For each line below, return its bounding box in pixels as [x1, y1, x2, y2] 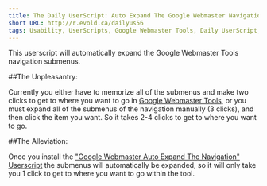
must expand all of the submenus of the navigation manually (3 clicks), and [8, 104, 254, 114]
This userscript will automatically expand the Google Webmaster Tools [8, 48, 239, 58]
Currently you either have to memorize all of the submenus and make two [8, 87, 249, 97]
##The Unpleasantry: [8, 72, 78, 82]
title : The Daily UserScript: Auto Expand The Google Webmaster [8, 11, 226, 20]
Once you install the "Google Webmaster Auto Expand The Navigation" [8, 152, 241, 161]
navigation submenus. [8, 56, 81, 66]
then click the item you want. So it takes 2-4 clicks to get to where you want [8, 113, 257, 122]
